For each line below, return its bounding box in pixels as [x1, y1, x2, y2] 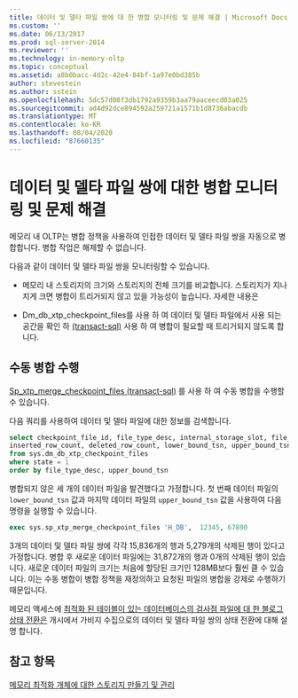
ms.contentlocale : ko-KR [9, 121, 101, 129]
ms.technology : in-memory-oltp [9, 54, 125, 63]
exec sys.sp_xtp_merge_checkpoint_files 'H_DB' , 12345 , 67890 [9, 522, 248, 532]
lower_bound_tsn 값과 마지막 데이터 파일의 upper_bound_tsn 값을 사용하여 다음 [9, 494, 282, 505]
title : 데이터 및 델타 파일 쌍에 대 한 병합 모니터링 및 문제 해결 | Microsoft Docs [9, 12, 288, 22]
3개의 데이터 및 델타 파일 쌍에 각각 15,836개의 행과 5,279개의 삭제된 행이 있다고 [9, 540, 286, 551]
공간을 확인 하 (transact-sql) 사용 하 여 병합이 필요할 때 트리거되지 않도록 [21, 320, 275, 331]
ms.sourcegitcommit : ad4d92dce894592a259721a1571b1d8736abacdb [9, 104, 248, 113]
